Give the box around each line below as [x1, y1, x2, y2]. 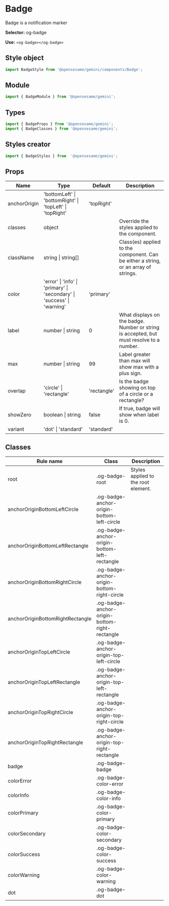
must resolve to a [119, 336, 160, 343]
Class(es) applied [119, 238, 161, 245]
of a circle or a [119, 391, 153, 398]
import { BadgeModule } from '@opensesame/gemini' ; [5, 94, 116, 100]
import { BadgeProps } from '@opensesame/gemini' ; [5, 122, 114, 127]
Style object [5, 54, 44, 62]
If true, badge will [119, 405, 160, 412]
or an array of [119, 263, 151, 270]
